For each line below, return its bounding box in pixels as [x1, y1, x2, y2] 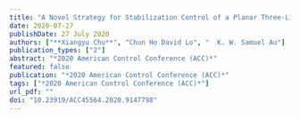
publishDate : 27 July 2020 [9, 29, 110, 38]
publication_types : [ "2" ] [9, 46, 105, 55]
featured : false [9, 63, 70, 72]
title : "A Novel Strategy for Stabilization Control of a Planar [9, 12, 257, 22]
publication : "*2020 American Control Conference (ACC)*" [9, 71, 229, 80]
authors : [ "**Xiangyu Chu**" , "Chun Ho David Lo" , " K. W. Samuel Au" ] [9, 37, 286, 47]
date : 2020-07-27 [9, 21, 74, 30]
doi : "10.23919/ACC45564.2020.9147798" [9, 95, 158, 105]
